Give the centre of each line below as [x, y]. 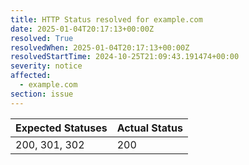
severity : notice [46, 66]
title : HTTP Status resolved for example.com [106, 19]
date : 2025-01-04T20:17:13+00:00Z [82, 29]
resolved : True [42, 38]
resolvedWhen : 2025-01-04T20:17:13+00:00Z [100, 47]
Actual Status [149, 128]
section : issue [42, 94]
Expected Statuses [61, 128]
